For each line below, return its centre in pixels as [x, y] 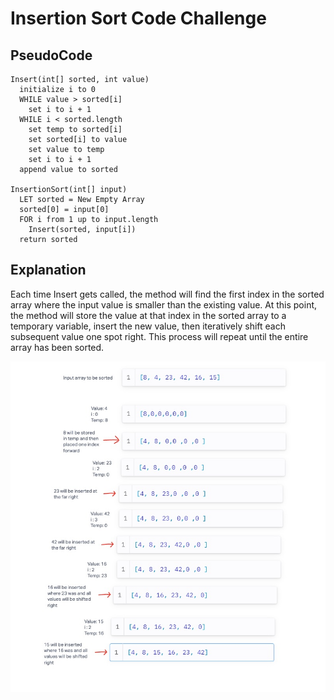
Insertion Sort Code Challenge [138, 18]
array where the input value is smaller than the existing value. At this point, [164, 304]
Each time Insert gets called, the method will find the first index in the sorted [167, 294]
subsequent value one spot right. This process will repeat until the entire [159, 336]
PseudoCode [51, 55]
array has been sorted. [57, 347]
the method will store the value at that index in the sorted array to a [148, 315]
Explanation [48, 270]
